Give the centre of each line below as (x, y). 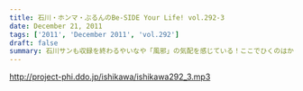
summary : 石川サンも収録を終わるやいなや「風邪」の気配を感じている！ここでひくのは (148, 51)
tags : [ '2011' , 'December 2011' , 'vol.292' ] (94, 34)
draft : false (34, 43)
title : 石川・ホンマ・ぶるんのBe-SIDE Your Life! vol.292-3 (117, 18)
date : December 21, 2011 (56, 26)
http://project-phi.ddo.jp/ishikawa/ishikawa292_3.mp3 (110, 77)
